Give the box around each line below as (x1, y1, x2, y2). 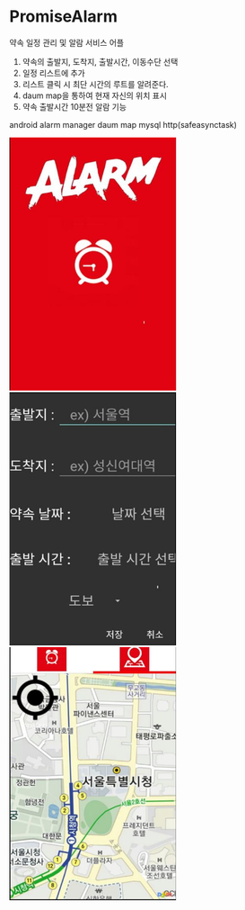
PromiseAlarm (9, 6, 118, 27)
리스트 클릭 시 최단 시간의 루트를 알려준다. (22, 78, 169, 89)
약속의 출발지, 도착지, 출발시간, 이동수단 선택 (22, 56, 179, 67)
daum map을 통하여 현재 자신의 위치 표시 (22, 90, 168, 101)
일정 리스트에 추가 (22, 68, 85, 78)
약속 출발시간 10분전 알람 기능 (22, 101, 127, 112)
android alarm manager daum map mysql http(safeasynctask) (9, 119, 238, 130)
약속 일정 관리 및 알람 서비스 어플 (9, 37, 124, 48)
